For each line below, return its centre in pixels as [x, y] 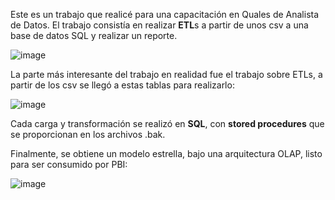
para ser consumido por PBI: [69, 164]
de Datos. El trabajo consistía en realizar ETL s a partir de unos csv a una [159, 25]
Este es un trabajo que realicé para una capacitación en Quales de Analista [165, 14]
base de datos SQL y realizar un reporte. [94, 35]
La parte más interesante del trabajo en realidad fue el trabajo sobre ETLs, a [166, 74]
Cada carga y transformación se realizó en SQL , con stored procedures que [167, 123]
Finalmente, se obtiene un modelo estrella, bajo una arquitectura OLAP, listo [166, 153]
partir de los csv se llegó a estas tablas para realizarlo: [122, 85]
